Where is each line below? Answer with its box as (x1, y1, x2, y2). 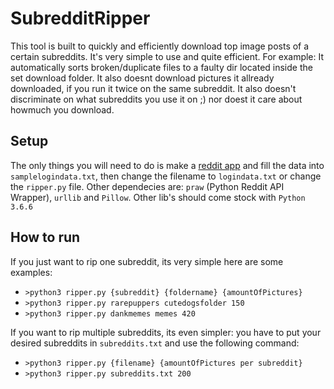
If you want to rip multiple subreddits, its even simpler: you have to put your (10, 326, 322, 338)
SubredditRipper (10, 7, 151, 30)
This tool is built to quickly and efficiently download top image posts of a (10, 40, 310, 52)
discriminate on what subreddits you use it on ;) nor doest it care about (10, 93, 303, 105)
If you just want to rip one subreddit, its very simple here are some (10, 255, 284, 267)
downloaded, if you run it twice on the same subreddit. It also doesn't (10, 82, 297, 94)
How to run (10, 229, 81, 246)
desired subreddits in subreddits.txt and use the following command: (10, 337, 300, 349)
